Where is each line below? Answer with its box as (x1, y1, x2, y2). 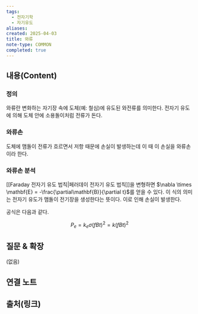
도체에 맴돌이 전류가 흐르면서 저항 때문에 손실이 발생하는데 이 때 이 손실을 (6, 143, 175, 150)
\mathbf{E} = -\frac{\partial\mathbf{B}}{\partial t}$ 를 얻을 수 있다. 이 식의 (6, 188, 182, 196)
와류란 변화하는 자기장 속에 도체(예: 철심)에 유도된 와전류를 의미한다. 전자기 (6, 104, 179, 111)
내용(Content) (6, 71, 58, 81)
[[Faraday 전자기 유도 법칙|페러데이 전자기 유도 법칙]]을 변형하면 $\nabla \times (6, 181, 192, 188)
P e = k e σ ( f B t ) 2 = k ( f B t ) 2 (70, 220, 129, 230)
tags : (6, 8, 20, 15)
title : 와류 (6, 36, 34, 42)
